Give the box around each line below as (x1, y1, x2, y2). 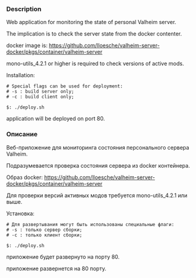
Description (6, 5, 42, 13)
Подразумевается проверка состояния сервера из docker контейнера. (6, 162, 191, 169)
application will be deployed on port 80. (6, 115, 105, 122)
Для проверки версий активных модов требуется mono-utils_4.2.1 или (6, 192, 188, 199)
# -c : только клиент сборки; (6, 232, 83, 238)
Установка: (6, 210, 35, 217)
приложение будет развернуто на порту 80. (6, 253, 120, 261)
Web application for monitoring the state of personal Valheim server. (6, 19, 177, 26)
